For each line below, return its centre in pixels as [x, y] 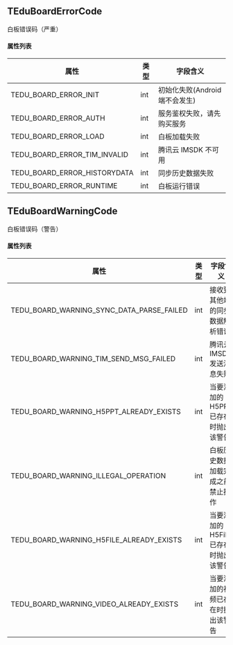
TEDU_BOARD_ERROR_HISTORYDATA [72, 173]
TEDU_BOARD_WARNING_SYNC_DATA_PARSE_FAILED [100, 310]
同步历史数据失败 [186, 173]
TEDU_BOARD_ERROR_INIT [55, 95]
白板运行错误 [179, 187]
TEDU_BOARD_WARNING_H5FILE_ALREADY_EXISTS [96, 540]
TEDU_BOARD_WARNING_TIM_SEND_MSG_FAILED [93, 359]
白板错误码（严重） [35, 29]
